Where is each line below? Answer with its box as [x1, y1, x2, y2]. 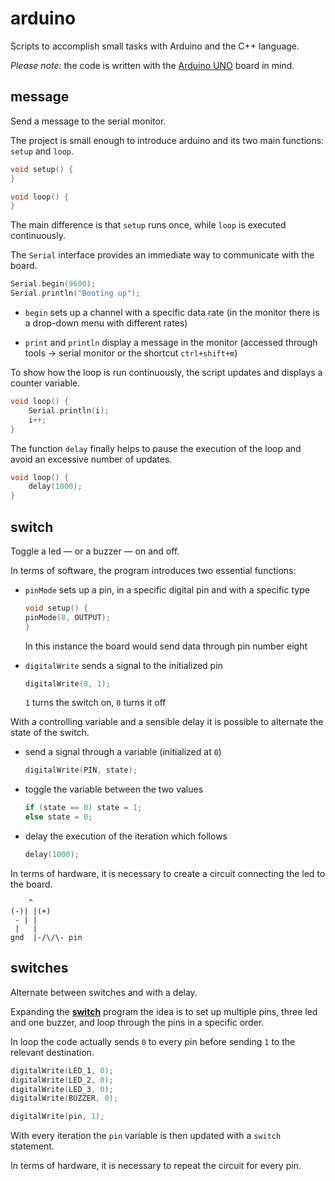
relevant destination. [10, 1046, 95, 1058]
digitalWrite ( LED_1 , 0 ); [10, 1065, 114, 1076]
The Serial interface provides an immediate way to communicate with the [10, 249, 315, 261]
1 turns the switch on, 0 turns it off [24, 697, 167, 709]
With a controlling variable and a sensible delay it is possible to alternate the [10, 716, 324, 728]
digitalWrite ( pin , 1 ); [10, 1112, 105, 1122]
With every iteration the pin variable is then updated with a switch [10, 1130, 282, 1142]
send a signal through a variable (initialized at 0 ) [24, 746, 222, 758]
